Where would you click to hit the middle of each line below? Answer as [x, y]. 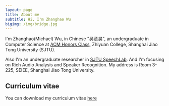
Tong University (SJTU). [30, 50]
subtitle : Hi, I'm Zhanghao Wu [38, 19]
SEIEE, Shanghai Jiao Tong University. [55, 70]
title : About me [22, 15]
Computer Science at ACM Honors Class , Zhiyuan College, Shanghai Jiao [81, 44]
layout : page [19, 10]
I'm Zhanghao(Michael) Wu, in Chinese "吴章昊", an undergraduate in [77, 39]
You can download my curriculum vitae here [51, 98]
